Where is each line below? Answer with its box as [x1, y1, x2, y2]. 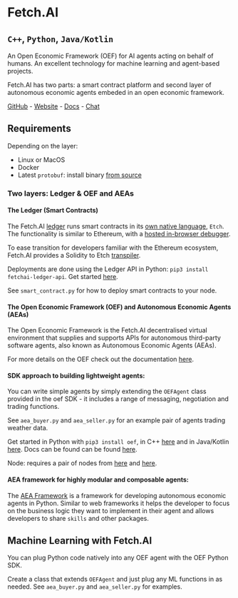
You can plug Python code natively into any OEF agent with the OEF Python [7, 554, 229, 562]
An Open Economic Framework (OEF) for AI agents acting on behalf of [7, 51, 214, 60]
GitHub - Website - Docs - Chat [7, 102, 100, 111]
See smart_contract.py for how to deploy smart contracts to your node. [7, 286, 217, 295]
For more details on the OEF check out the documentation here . [7, 355, 195, 364]
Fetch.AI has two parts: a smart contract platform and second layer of [7, 81, 212, 89]
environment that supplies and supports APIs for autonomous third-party [7, 333, 221, 343]
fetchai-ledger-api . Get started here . [7, 272, 119, 280]
